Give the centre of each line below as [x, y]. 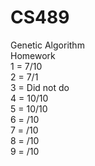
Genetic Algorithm [47, 45]
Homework [33, 55]
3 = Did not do [40, 87]
